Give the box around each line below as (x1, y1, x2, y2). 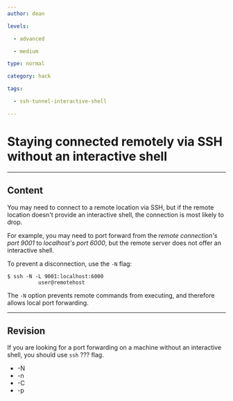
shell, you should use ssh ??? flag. (7, 351, 104, 359)
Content (7, 185, 44, 196)
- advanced (13, 35, 45, 42)
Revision (7, 325, 46, 336)
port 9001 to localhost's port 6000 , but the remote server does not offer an (7, 239, 222, 247)
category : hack (7, 73, 51, 80)
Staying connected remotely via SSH (7, 133, 223, 149)
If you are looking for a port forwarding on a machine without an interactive (7, 343, 222, 352)
